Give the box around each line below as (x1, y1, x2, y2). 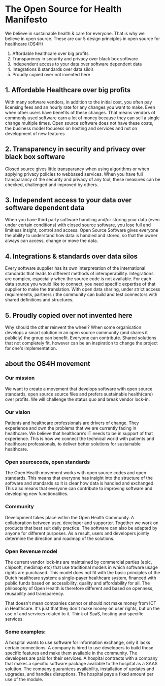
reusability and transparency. (5, 590, 65, 596)
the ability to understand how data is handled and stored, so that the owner (5, 233, 158, 239)
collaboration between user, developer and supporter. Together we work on (5, 520, 159, 526)
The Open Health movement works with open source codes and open (5, 470, 147, 476)
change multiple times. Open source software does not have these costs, (5, 120, 154, 126)
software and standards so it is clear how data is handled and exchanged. (5, 480, 155, 486)
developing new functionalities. (5, 491, 68, 497)
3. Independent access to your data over (5, 196, 132, 204)
